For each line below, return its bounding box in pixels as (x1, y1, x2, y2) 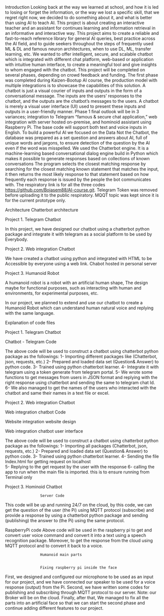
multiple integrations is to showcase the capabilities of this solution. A (5, 83, 146, 88)
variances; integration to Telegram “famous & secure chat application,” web (5, 114, 158, 119)
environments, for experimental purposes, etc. (5, 290, 99, 296)
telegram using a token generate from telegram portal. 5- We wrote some (5, 369, 153, 375)
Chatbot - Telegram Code (5, 339, 57, 345)
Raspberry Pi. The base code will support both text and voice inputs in (5, 124, 147, 130)
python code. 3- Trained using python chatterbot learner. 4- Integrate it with (5, 364, 159, 370)
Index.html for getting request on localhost (5, 459, 91, 464)
